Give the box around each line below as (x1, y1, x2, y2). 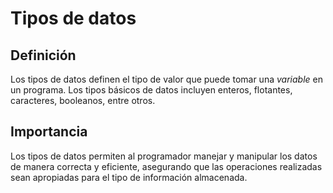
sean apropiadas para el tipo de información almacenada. (10, 171, 248, 183)
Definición (10, 47, 77, 64)
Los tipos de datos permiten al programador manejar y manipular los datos (10, 150, 318, 162)
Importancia (10, 123, 88, 141)
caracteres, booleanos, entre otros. (10, 95, 156, 106)
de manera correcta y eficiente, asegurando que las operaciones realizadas (10, 160, 323, 172)
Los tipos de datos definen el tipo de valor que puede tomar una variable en (10, 73, 323, 85)
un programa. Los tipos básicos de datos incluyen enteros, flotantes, (10, 84, 293, 96)
